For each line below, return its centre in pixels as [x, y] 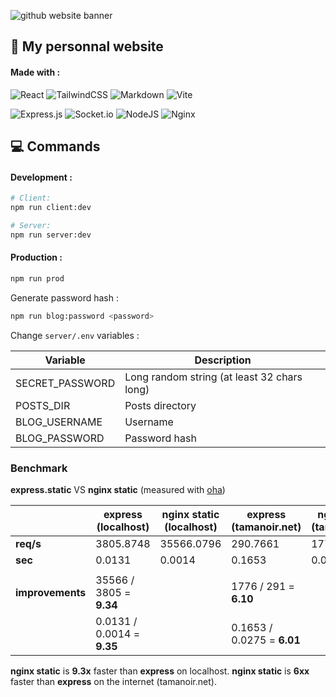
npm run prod [37, 278]
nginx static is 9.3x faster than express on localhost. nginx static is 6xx [160, 671]
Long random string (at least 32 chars [213, 377]
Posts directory [160, 405]
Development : [41, 177]
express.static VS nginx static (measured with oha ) [118, 489]
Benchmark [39, 468]
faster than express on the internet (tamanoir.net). [113, 681]
